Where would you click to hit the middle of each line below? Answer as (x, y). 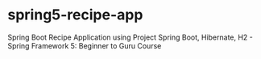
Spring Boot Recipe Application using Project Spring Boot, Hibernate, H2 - (130, 37)
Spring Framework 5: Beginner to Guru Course (85, 45)
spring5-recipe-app (75, 15)
